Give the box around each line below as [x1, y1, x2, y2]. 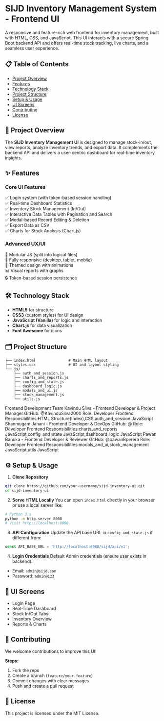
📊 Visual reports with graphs [5, 268, 63, 273]
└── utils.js [14, 397, 41, 402]
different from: [12, 535, 41, 541]
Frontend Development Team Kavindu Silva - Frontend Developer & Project [5, 405, 155, 411]
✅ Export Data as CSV [5, 223, 50, 228]
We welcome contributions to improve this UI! [5, 648, 97, 654]
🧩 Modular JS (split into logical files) [5, 251, 78, 257]
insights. [5, 155, 22, 161]
